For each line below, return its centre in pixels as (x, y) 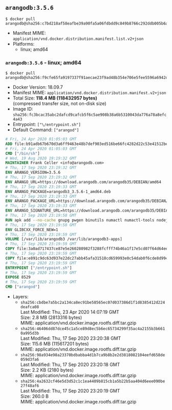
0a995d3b (30, 333)
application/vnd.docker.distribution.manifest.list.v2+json (78, 39)
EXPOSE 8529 (18, 277)
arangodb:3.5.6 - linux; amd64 (44, 63)
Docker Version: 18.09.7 (38, 87)
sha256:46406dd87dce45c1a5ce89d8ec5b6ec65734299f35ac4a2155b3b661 (93, 329)
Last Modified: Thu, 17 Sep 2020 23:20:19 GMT (70, 391)
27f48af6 (30, 386)
